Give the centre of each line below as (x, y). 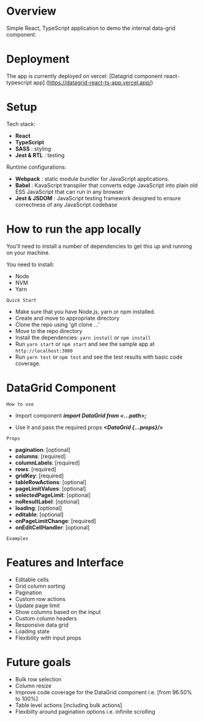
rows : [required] (36, 469)
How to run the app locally (74, 229)
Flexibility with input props (48, 638)
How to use (20, 404)
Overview (31, 11)
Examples (17, 538)
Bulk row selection (38, 679)
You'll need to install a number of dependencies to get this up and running (99, 246)
